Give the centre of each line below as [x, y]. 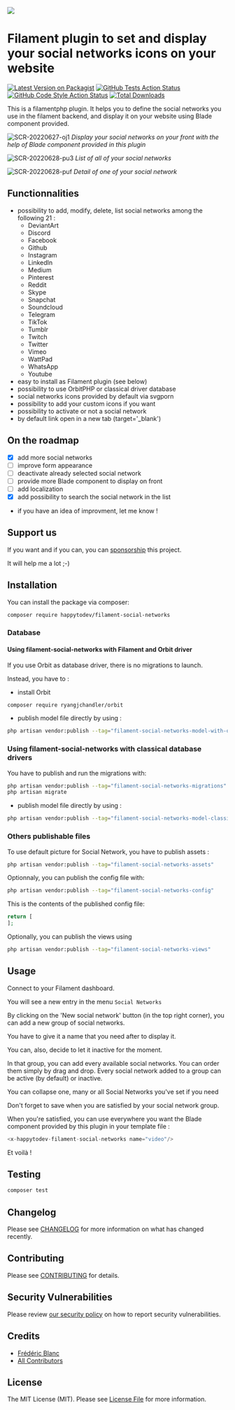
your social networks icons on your [112, 54]
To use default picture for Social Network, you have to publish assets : [108, 852]
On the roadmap [43, 441]
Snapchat [42, 299]
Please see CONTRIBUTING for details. [64, 1275]
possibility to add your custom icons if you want [86, 404]
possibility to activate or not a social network [82, 411]
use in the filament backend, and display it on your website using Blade [109, 116]
